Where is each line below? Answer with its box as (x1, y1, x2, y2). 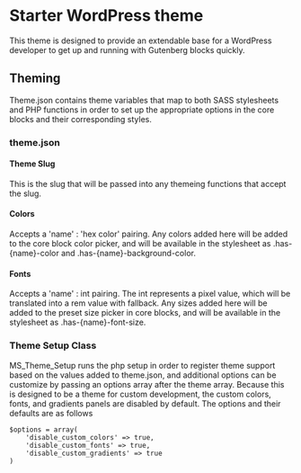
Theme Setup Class (9, 339, 97, 352)
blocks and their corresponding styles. (9, 113, 153, 124)
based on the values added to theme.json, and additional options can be (9, 370, 277, 380)
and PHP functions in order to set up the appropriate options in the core (9, 104, 275, 115)
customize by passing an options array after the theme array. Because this (9, 379, 285, 389)
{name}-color (9, 248, 60, 259)
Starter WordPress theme (9, 5, 204, 26)
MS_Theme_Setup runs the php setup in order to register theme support (9, 360, 276, 370)
